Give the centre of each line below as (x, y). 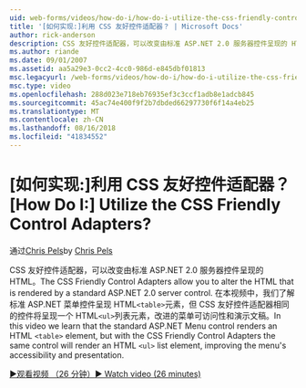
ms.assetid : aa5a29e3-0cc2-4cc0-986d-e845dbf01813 (107, 69)
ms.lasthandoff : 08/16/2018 (63, 129)
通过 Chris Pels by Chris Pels (61, 250)
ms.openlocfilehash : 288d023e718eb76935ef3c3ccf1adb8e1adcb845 (132, 94)
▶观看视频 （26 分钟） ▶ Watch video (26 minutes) (106, 373)
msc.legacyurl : (38, 78)
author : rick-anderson (52, 35)
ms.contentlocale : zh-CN (56, 120)
